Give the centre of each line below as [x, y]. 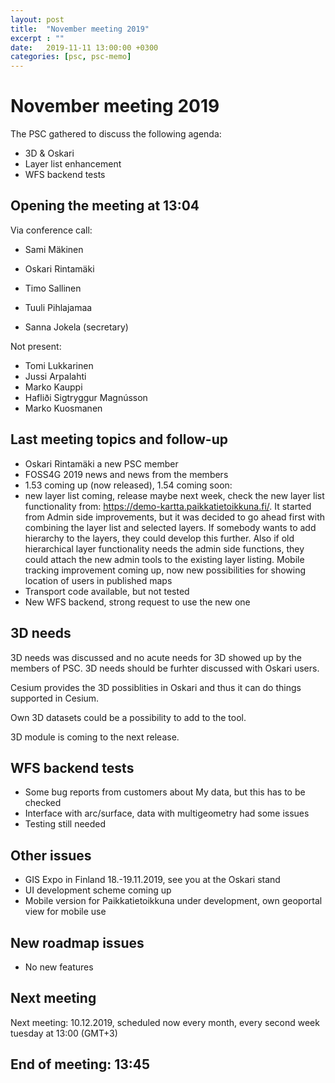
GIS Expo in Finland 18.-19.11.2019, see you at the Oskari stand [152, 880]
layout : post [37, 19]
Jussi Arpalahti [55, 376]
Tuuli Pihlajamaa [58, 307]
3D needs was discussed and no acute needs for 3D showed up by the [156, 657]
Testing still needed [65, 824]
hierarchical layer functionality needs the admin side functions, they [164, 548]
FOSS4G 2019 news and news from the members [126, 474]
